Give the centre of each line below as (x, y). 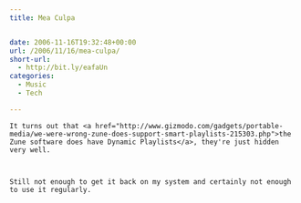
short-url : (30, 59)
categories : (32, 76)
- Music (32, 85)
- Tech (30, 93)
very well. (30, 150)
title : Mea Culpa (42, 18)
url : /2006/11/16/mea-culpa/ (65, 51)
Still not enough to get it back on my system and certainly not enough (150, 182)
